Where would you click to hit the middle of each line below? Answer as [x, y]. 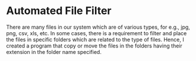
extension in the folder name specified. [54, 52]
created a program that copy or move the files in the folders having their [94, 46]
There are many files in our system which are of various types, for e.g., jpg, [98, 27]
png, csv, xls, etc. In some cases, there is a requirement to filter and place [97, 33]
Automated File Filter [59, 11]
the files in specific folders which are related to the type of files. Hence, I [95, 39]
